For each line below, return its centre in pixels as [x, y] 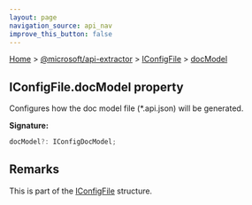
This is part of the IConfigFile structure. [81, 191]
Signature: [29, 126]
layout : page [33, 17]
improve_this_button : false [61, 34]
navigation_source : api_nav [61, 26]
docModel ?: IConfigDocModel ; [63, 142]
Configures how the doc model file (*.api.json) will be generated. [126, 108]
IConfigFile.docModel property [96, 87]
